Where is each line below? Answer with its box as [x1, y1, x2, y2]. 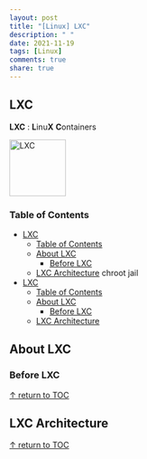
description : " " [9, 30, 75, 39]
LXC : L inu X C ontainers [9, 121, 96, 132]
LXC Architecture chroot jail [35, 267, 139, 278]
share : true [9, 64, 54, 73]
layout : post [9, 13, 59, 23]
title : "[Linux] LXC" [9, 22, 91, 31]
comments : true [9, 55, 67, 64]
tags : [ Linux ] [9, 47, 63, 56]
